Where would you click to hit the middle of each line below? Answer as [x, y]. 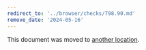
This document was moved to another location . [73, 39]
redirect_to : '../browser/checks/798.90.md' [71, 13]
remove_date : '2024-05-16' [45, 20]
